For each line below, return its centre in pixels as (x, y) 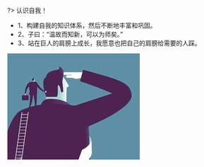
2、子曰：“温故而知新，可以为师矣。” (70, 34)
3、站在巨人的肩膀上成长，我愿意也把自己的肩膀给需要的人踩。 (109, 43)
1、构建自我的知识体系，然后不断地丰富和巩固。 (87, 25)
